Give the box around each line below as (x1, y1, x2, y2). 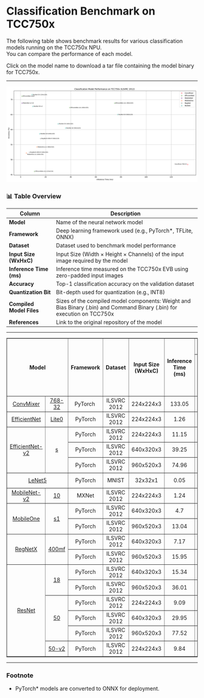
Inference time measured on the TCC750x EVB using (56, 265, 188, 272)
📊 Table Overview (6, 192, 62, 200)
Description (110, 210, 141, 217)
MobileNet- (11, 488, 41, 496)
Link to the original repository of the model (56, 318, 162, 326)
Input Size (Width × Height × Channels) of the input (56, 251, 184, 258)
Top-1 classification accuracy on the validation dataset (56, 280, 194, 288)
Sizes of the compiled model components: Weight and (56, 297, 191, 305)
